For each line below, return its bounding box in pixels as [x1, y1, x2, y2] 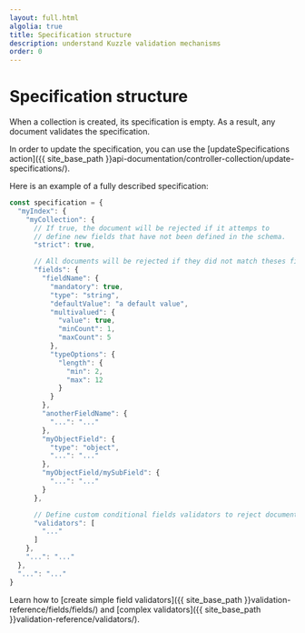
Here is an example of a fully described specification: [9, 181, 209, 192]
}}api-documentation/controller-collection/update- [105, 154, 295, 165]
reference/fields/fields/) [9, 604, 99, 615]
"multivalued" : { [49, 307, 116, 316]
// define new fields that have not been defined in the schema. [33, 232, 286, 241]
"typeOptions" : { [49, 349, 116, 359]
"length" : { [57, 358, 103, 367]
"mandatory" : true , [49, 282, 124, 291]
